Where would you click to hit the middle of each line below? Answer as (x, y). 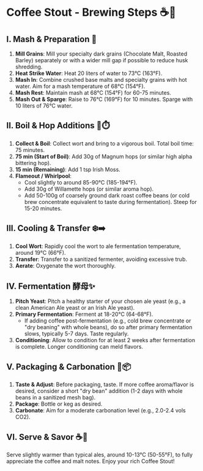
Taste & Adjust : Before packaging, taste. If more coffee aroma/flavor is (105, 385)
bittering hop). (33, 162)
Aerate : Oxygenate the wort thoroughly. (65, 265)
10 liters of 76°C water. (44, 106)
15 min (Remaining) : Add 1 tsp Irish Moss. (68, 169)
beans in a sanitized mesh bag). (55, 398)
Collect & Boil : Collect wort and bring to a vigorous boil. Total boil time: (104, 143)
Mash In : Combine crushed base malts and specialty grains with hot (101, 80)
